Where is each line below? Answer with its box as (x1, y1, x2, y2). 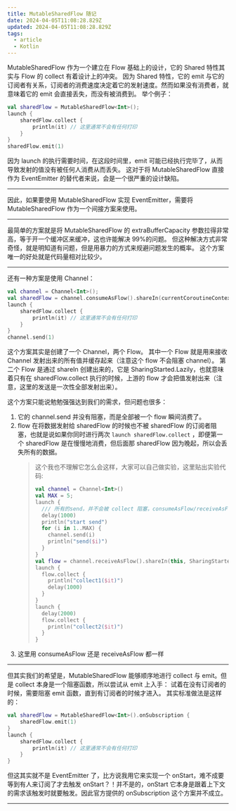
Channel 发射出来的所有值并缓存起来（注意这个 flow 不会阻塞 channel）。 (7, 356, 218, 365)
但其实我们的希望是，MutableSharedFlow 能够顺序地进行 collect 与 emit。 (7, 672, 221, 680)
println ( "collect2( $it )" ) (48, 623, 124, 630)
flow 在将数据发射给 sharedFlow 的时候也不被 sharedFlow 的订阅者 (17, 422, 211, 430)
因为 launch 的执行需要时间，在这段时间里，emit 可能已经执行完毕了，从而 (7, 156, 223, 165)
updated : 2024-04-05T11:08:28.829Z (7, 23, 112, 30)
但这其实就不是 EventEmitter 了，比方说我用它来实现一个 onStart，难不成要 (7, 772, 225, 780)
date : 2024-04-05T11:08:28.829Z (7, 17, 102, 24)
